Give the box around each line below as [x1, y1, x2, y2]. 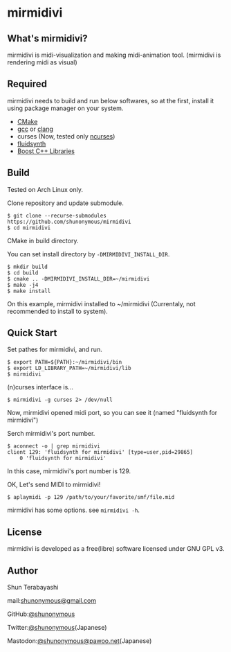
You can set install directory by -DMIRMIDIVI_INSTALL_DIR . [7, 249, 170, 258]
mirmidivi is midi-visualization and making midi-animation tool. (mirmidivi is [7, 51, 221, 59]
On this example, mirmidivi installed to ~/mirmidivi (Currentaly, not [7, 299, 196, 308]
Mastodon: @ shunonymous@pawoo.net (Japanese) [7, 637, 152, 645]
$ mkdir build [7, 263, 48, 270]
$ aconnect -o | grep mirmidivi [7, 443, 100, 450]
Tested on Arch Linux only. [7, 185, 83, 193]
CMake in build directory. [7, 236, 79, 245]
